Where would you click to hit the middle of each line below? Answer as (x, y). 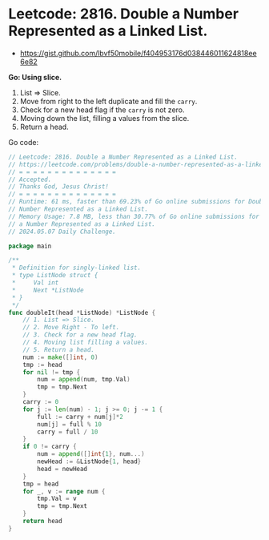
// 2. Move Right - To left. (71, 328)
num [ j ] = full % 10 (70, 424)
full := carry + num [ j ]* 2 (80, 417)
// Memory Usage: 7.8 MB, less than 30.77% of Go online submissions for (134, 216)
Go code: (23, 142)
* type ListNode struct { (55, 276)
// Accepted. (30, 179)
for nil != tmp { (52, 372)
